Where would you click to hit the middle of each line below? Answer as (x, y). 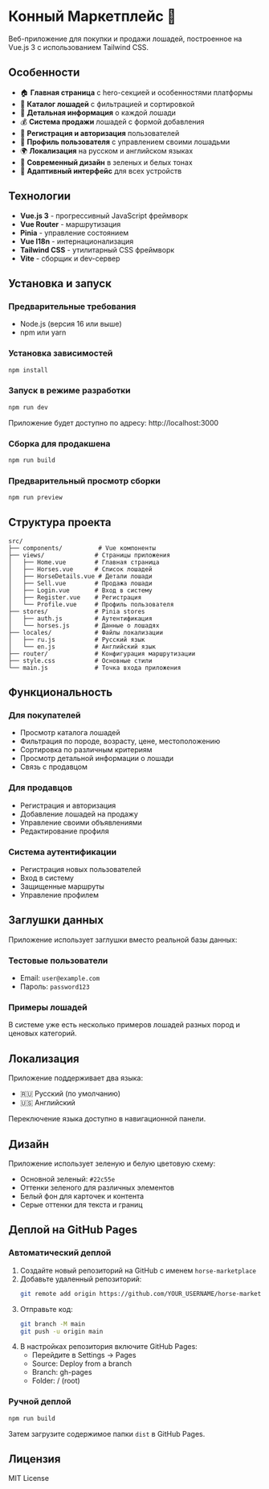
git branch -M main (53, 1324)
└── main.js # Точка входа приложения (95, 668)
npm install (28, 370)
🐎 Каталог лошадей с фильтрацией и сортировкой (107, 104)
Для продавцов (41, 788)
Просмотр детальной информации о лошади (97, 759)
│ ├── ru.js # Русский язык (77, 640)
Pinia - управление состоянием (74, 232)
